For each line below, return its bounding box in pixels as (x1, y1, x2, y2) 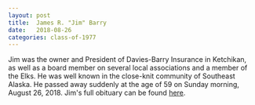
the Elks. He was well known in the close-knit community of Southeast (8, 71, 235, 81)
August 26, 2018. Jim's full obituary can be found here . (8, 88, 186, 98)
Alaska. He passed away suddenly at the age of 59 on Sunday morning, (8, 80, 239, 89)
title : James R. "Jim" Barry (8, 19, 107, 27)
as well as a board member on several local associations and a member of (8, 63, 248, 73)
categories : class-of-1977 (8, 33, 97, 42)
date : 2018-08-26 (8, 26, 72, 34)
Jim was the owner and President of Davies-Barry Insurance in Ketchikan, (8, 55, 247, 64)
